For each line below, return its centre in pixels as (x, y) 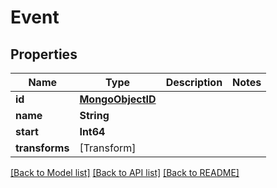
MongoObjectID (118, 99)
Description (194, 82)
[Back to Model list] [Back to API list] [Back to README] (125, 172)
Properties (44, 54)
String (94, 115)
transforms (42, 148)
